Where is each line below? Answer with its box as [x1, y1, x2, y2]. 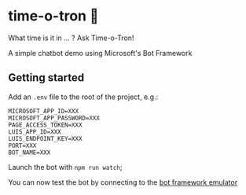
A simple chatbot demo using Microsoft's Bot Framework [8, 48, 193, 57]
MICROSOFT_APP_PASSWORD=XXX [8, 114, 101, 122]
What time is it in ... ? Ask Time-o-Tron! [8, 33, 134, 42]
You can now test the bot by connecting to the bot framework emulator [8, 177, 238, 187]
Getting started [8, 71, 85, 85]
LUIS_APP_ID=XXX [8, 127, 61, 136]
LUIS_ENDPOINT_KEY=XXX [8, 134, 83, 142]
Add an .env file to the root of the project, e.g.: [8, 92, 159, 101]
